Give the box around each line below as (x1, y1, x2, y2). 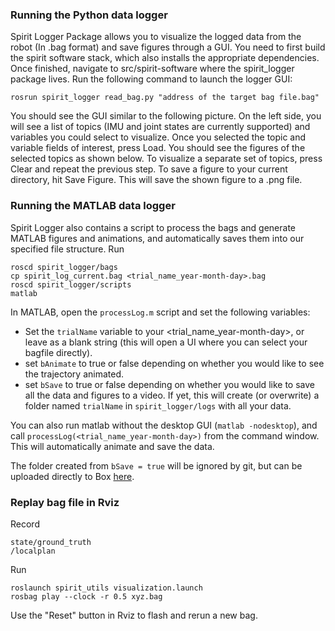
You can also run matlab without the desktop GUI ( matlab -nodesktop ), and (10, 419, 318, 431)
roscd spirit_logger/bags (10, 262, 118, 272)
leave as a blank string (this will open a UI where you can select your (24, 336, 308, 348)
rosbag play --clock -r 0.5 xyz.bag (10, 591, 163, 602)
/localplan (10, 546, 56, 556)
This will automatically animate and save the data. (10, 440, 215, 452)
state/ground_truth (10, 537, 92, 547)
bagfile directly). (24, 346, 93, 358)
